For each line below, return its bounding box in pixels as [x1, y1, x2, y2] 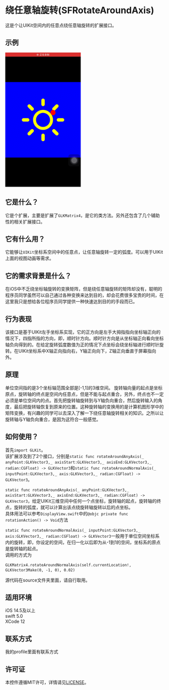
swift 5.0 [5, 613, 23, 619]
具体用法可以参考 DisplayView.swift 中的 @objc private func [5, 510, 128, 516]
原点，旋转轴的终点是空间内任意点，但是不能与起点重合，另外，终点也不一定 [5, 391, 164, 397]
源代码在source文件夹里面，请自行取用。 [5, 577, 91, 583]
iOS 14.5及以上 [5, 607, 36, 613]
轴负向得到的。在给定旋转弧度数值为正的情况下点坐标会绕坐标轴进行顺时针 [5, 341, 159, 348]
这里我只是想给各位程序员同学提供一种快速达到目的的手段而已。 [5, 299, 137, 305]
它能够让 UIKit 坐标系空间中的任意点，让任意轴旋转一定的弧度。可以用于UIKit [5, 249, 163, 255]
